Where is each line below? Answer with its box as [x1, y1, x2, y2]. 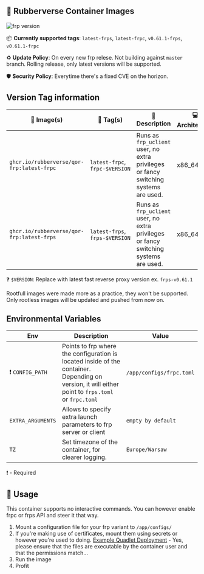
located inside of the [61, 357, 120, 366]
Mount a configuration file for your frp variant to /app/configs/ [15, 523, 172, 531]
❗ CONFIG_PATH [9, 368, 47, 376]
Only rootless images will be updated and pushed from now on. [6, 296, 165, 303]
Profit [15, 562, 29, 570]
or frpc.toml [61, 395, 98, 404]
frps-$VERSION [90, 234, 131, 241]
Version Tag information [6, 93, 100, 103]
